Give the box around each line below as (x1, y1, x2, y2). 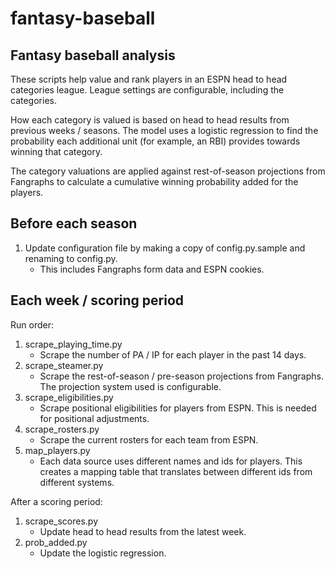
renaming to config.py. (24, 252, 118, 264)
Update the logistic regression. (39, 547, 167, 559)
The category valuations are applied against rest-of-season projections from (10, 165, 326, 177)
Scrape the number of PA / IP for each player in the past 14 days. (39, 348, 307, 361)
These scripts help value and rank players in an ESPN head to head (10, 73, 288, 85)
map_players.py (24, 444, 91, 456)
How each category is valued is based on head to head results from (10, 114, 290, 126)
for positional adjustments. (39, 412, 150, 424)
